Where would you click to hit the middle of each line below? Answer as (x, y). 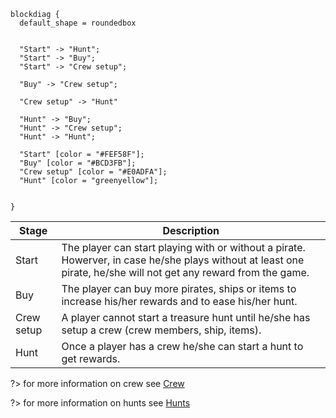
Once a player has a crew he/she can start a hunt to (182, 346)
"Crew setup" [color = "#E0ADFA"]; (93, 172)
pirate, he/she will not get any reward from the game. (185, 272)
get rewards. (91, 358)
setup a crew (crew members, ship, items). (161, 330)
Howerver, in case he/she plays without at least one (183, 260)
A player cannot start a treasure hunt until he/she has (186, 317)
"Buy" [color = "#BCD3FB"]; (78, 163)
